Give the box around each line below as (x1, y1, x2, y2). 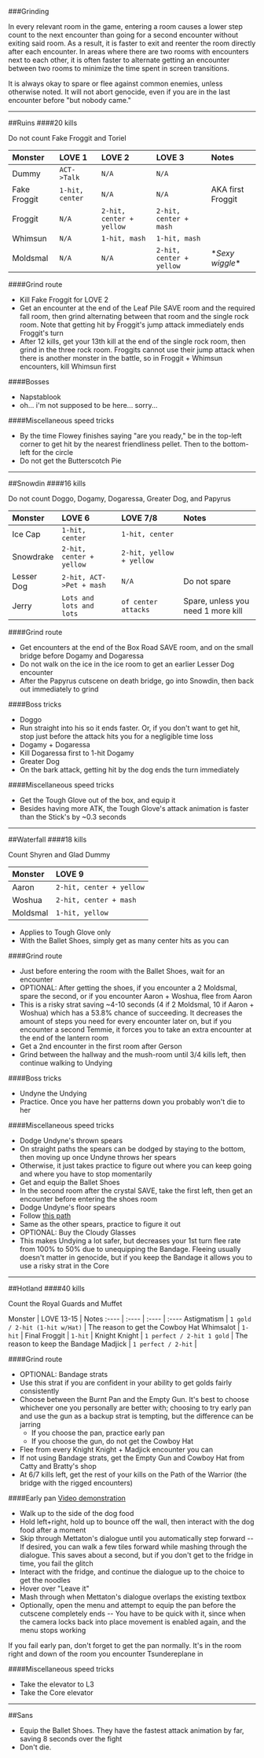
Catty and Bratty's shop (19, 1462, 97, 1470)
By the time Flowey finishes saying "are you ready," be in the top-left (19, 431, 242, 440)
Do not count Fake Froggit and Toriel (8, 134, 127, 142)
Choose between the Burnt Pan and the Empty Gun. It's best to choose (19, 1395, 250, 1404)
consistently (19, 1386, 60, 1396)
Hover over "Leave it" (19, 1584, 90, 1593)
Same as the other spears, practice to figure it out (19, 1220, 181, 1228)
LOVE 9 (56, 868, 84, 879)
